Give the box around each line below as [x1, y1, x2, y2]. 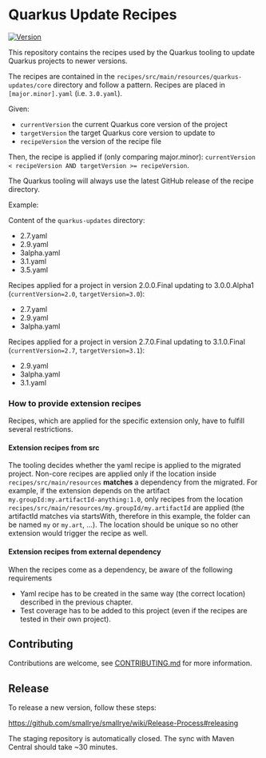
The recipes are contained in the [8, 71, 116, 81]
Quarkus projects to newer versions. [8, 56, 128, 66]
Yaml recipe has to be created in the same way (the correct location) [19, 588, 246, 598]
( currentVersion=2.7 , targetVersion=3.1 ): [8, 345, 145, 355]
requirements [8, 573, 53, 583]
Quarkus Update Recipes [8, 6, 177, 24]
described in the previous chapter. [19, 597, 133, 607]
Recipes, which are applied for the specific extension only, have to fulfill [8, 416, 245, 425]
